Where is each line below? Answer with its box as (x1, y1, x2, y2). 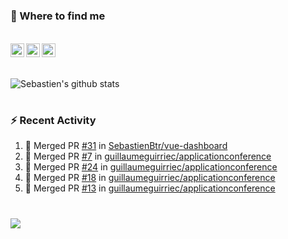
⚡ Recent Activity (10, 113, 97, 127)
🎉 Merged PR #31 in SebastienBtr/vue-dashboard (24, 140, 228, 152)
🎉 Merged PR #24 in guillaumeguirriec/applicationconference (24, 161, 278, 173)
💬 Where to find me (10, 9, 106, 23)
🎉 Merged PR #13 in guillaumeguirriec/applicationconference (24, 182, 276, 194)
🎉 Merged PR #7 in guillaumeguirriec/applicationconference (24, 150, 272, 163)
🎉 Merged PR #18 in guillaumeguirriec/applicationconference (24, 172, 276, 184)
